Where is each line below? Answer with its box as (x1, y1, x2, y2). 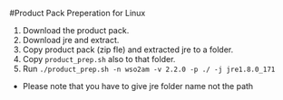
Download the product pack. (22, 25, 130, 35)
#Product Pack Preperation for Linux (9, 8, 146, 18)
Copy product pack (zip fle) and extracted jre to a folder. (22, 44, 234, 55)
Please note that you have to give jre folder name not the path (22, 81, 254, 91)
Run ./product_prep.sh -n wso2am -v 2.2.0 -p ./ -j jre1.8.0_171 (22, 63, 276, 74)
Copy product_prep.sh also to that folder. (22, 54, 176, 64)
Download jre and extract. (22, 35, 120, 45)
